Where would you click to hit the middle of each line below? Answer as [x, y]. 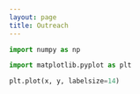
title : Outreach [39, 25]
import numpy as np [45, 49]
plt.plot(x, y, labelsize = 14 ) [65, 81]
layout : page [33, 17]
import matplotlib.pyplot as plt [70, 65]
